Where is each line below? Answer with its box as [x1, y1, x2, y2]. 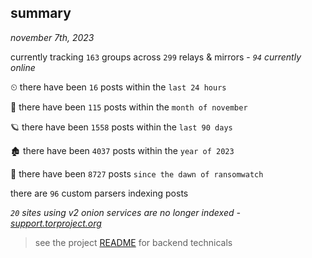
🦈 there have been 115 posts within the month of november [10, 101, 248, 113]
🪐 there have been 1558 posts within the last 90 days [10, 121, 233, 133]
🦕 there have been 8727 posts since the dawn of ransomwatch [10, 167, 264, 180]
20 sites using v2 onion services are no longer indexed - [10, 206, 241, 218]
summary [10, 5, 72, 22]
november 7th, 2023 [10, 31, 95, 43]
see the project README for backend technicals [34, 236, 233, 248]
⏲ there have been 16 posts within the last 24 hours [10, 81, 227, 93]
